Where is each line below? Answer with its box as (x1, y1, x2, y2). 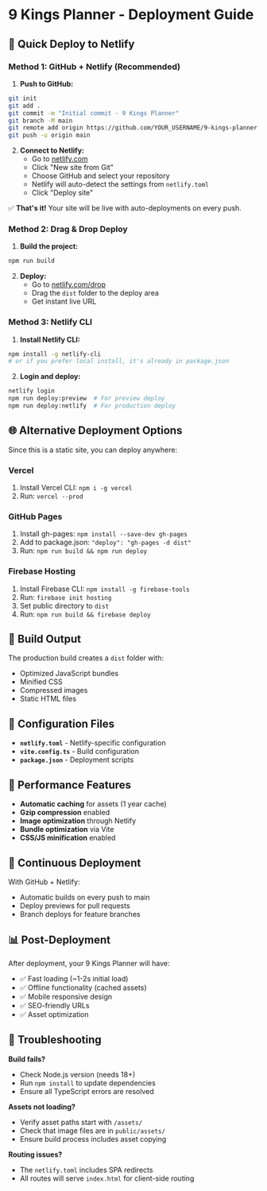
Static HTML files (19, 694, 77, 704)
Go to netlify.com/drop (31, 280, 106, 289)
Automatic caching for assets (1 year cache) (19, 799, 167, 809)
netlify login (8, 387, 56, 395)
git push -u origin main (8, 131, 91, 140)
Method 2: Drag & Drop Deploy (8, 224, 129, 235)
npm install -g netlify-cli (8, 350, 102, 358)
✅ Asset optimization (19, 1009, 89, 1019)
